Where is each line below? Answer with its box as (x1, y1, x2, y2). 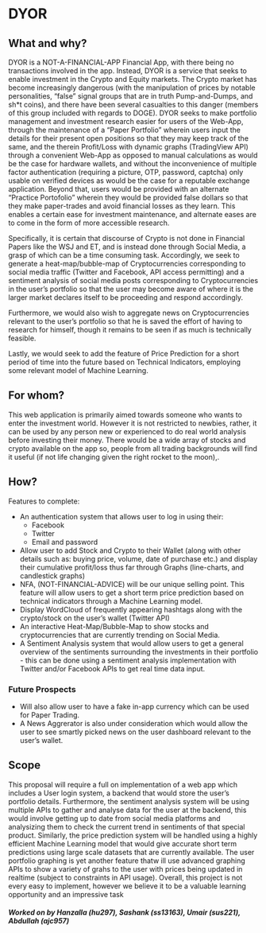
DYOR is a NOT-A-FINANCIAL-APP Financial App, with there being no (8, 57, 234, 67)
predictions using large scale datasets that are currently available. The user (8, 847, 255, 857)
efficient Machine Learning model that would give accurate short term (8, 838, 237, 848)
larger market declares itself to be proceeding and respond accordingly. (8, 293, 244, 302)
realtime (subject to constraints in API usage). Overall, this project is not (8, 873, 243, 882)
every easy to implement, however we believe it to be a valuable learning (8, 881, 246, 891)
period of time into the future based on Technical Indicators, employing (8, 357, 241, 367)
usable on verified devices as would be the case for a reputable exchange (8, 176, 250, 185)
